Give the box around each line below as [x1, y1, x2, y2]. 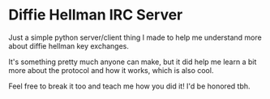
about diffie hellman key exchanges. [8, 41, 130, 50]
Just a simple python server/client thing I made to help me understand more [8, 32, 262, 42]
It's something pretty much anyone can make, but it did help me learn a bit [8, 57, 257, 67]
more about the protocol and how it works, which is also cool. [8, 65, 214, 75]
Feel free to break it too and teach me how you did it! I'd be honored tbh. [8, 81, 251, 91]
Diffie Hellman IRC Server [8, 6, 183, 24]
